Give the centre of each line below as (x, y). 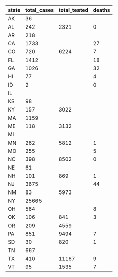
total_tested (73, 10)
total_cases (40, 10)
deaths (102, 10)
